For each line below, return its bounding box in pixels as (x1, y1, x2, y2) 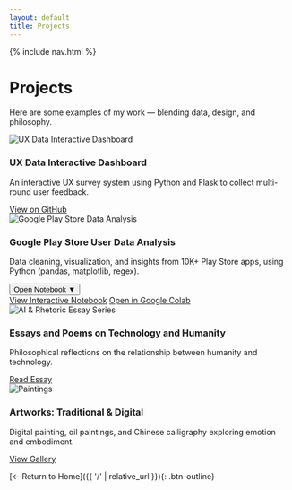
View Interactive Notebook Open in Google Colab (9, 295, 191, 306)
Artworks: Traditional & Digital (9, 406, 144, 418)
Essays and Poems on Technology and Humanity (9, 327, 226, 339)
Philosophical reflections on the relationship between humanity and (9, 347, 258, 358)
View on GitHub (9, 204, 67, 214)
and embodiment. (9, 436, 74, 447)
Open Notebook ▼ (13, 284, 76, 294)
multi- (255, 177, 279, 188)
